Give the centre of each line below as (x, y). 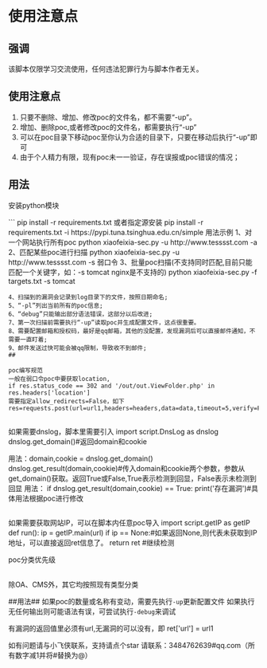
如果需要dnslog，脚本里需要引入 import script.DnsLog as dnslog (113, 432)
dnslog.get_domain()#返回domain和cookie (77, 442)
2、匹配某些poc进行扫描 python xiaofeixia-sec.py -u (94, 252)
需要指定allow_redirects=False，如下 (66, 401)
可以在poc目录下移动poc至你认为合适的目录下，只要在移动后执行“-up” (135, 137)
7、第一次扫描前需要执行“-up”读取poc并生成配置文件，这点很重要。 (104, 322)
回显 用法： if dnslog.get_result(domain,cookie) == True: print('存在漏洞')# (130, 489)
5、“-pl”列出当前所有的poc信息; (56, 305)
